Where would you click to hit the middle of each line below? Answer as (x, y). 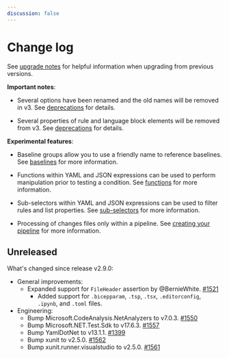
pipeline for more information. (59, 231)
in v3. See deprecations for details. (66, 107)
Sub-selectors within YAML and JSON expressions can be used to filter (117, 203)
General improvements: (50, 282)
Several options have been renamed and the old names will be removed (118, 100)
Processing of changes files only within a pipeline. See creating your (113, 223)
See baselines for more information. (67, 162)
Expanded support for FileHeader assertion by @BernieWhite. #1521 (123, 289)
